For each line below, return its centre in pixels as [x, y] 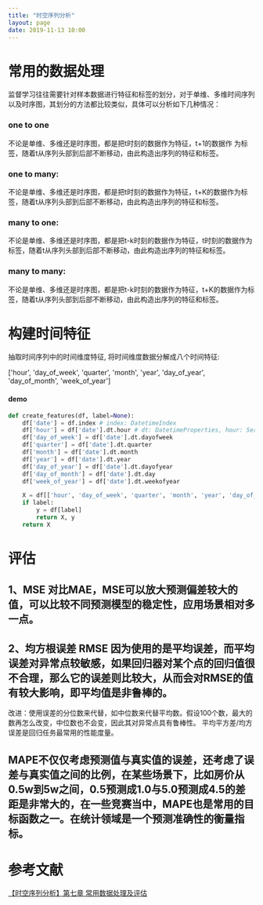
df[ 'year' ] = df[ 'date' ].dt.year [77, 459]
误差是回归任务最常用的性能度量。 [63, 733]
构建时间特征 [50, 334]
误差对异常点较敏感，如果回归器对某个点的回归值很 [131, 663]
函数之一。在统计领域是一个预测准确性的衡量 [126, 818]
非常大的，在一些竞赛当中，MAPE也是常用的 [136, 804]
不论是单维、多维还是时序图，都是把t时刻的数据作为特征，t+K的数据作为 [124, 192]
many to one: [34, 222]
